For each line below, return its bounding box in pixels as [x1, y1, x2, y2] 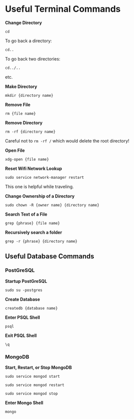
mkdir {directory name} [5, 93, 54, 98]
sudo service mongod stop [5, 391, 58, 396]
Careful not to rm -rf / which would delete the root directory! [5, 138, 130, 143]
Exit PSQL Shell [5, 333, 37, 338]
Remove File [5, 102, 31, 108]
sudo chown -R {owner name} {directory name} [5, 202, 99, 207]
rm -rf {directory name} [5, 129, 56, 134]
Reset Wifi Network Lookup [5, 166, 62, 171]
